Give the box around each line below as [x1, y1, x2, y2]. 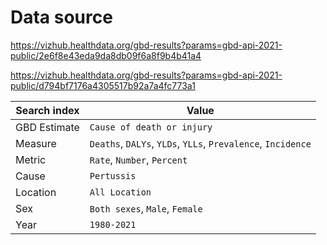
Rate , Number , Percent [89, 152, 188, 166]
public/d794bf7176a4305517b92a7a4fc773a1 [10, 79, 196, 91]
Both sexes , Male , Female [89, 201, 203, 215]
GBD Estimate [15, 120, 80, 134]
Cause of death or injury [89, 121, 213, 133]
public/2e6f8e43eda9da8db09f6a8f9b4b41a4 [10, 49, 202, 61]
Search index [15, 103, 80, 117]
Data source [10, 6, 113, 29]
